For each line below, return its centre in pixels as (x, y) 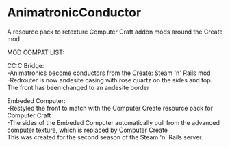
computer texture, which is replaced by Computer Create (87, 130)
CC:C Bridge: (26, 65)
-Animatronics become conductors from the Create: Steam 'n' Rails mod (109, 73)
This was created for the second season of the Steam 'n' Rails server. (105, 137)
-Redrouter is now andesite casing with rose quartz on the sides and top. (110, 80)
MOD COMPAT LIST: (36, 52)
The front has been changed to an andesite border (78, 87)
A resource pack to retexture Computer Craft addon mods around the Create (115, 32)
